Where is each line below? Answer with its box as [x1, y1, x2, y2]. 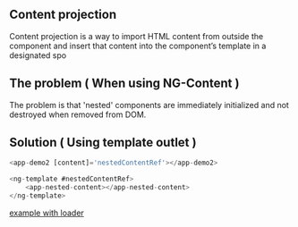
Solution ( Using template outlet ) [9, 135, 197, 150]
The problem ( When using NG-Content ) [9, 76, 240, 91]
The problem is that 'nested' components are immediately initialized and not [9, 99, 289, 110]
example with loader [9, 207, 85, 218]
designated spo [9, 49, 67, 61]
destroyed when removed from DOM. [9, 109, 147, 120]
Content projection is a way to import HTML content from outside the [9, 30, 264, 41]
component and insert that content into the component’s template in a [9, 40, 267, 51]
